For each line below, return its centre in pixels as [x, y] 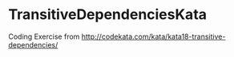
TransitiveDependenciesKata [107, 15]
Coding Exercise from [44, 36]
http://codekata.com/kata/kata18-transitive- [153, 36]
